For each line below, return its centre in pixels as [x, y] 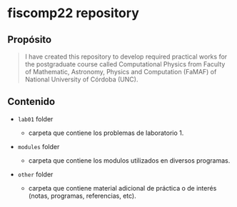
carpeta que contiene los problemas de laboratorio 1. [106, 133]
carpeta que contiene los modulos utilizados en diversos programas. [129, 160]
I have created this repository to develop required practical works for [126, 56]
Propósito [30, 40]
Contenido [31, 102]
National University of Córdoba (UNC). [81, 79]
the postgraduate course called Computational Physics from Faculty [125, 64]
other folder [35, 174]
